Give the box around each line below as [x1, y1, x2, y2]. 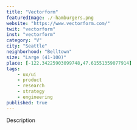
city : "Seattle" [6, 43, 47, 49]
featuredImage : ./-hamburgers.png [6, 15, 94, 21]
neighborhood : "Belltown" [6, 49, 72, 55]
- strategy [17, 88, 45, 95]
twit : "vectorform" [6, 26, 56, 32]
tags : [6, 65, 20, 72]
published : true [6, 99, 47, 106]
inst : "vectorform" [6, 32, 56, 38]
